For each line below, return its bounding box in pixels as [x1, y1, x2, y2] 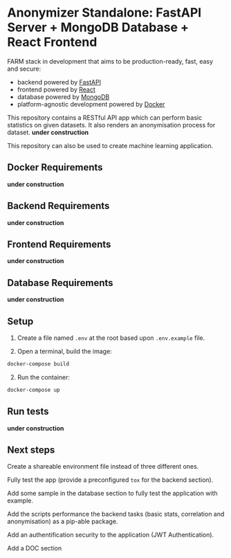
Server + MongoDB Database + [7, 19, 189, 35]
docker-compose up [7, 386, 60, 393]
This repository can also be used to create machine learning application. [7, 141, 213, 150]
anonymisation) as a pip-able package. [7, 517, 118, 525]
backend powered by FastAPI [17, 78, 102, 86]
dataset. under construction [7, 128, 89, 136]
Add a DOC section [7, 544, 62, 552]
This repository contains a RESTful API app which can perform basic [7, 113, 203, 122]
